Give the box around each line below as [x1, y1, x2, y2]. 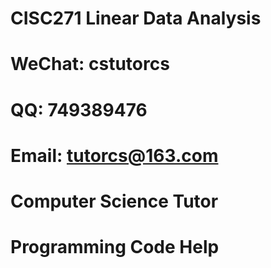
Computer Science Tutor [10, 190, 219, 212]
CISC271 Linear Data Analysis [10, 7, 262, 30]
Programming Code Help [10, 236, 220, 259]
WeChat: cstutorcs [10, 53, 170, 76]
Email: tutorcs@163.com [10, 144, 219, 167]
